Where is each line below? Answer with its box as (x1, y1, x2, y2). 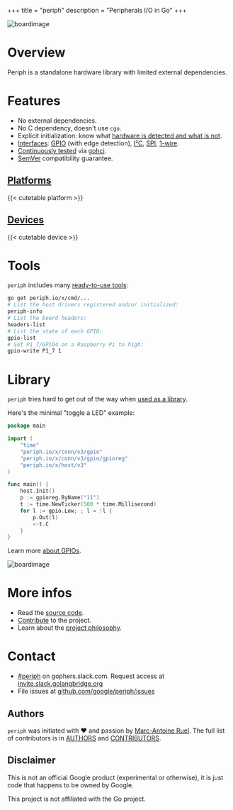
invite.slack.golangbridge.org (17, 679, 103, 688)
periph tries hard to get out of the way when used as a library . (7, 395, 188, 404)
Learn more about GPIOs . (7, 546, 81, 555)
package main (7, 422, 46, 430)
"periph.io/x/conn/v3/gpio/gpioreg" (20, 455, 129, 462)
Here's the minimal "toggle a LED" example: (7, 409, 135, 417)
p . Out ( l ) (33, 514, 59, 521)
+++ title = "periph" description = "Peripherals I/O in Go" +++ (7, 6, 187, 14)
